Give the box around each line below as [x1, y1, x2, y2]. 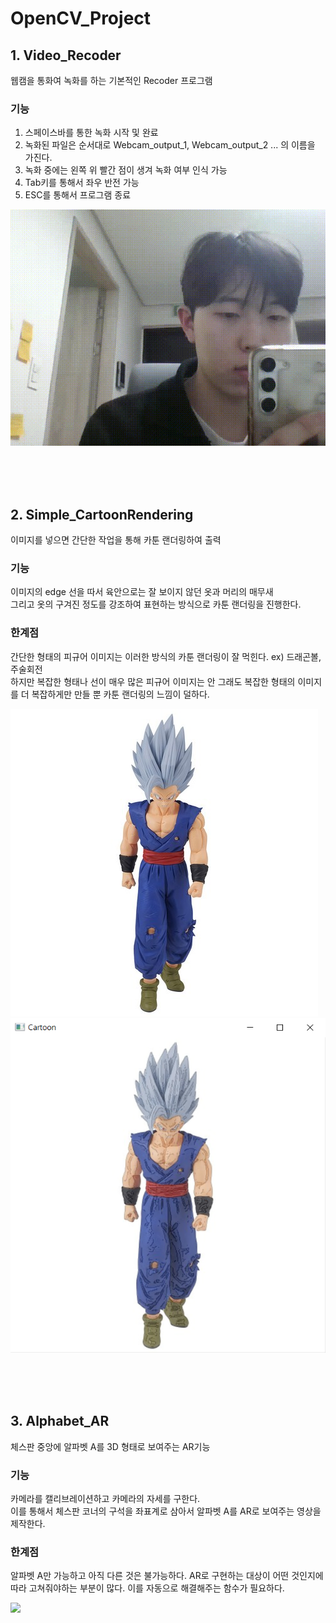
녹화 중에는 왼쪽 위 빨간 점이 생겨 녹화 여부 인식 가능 [24, 164, 228, 176]
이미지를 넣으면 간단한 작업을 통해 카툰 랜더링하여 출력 [10, 534, 222, 546]
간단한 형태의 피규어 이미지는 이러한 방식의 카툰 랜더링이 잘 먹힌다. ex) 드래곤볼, [10, 650, 322, 662]
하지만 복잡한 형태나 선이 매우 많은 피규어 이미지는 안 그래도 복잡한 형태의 [10, 675, 296, 687]
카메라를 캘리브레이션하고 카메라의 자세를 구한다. [10, 1493, 201, 1504]
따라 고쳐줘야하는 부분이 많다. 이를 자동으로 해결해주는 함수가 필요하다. [10, 1582, 285, 1594]
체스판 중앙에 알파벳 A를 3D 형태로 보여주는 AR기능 [10, 1440, 211, 1452]
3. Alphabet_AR [10, 1413, 110, 1430]
